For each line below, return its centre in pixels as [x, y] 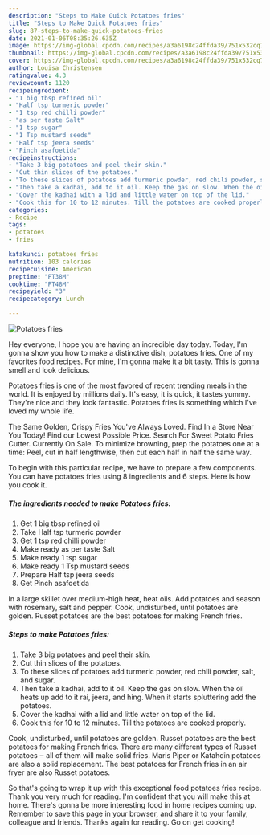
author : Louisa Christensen [55, 68]
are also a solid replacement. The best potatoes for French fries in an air [128, 764]
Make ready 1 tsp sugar [59, 557]
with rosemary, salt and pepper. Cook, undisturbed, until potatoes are [123, 607]
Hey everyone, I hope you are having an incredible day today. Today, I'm [128, 344]
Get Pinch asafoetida [55, 583]
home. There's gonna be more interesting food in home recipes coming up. [133, 804]
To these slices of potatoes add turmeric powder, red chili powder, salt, [137, 671]
